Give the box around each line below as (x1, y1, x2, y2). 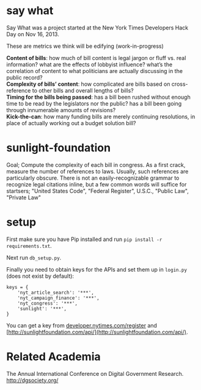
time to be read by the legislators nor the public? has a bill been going (6, 99, 182, 107)
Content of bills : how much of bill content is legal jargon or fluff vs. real (6, 54, 186, 61)
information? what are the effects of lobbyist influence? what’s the (6, 61, 173, 68)
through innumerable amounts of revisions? (6, 106, 116, 113)
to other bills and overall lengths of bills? (32, 86, 134, 94)
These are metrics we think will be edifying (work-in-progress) (6, 42, 164, 50)
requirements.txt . (6, 242, 52, 249)
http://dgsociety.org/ (6, 377, 59, 384)
